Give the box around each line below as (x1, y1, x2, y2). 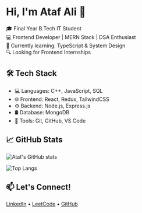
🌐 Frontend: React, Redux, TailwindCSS (14, 96, 109, 103)
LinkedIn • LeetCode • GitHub (6, 201, 79, 208)
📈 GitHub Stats (6, 135, 63, 145)
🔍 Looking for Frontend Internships (6, 48, 91, 55)
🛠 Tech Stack (6, 68, 57, 78)
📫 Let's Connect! (6, 182, 71, 192)
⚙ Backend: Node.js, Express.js (14, 102, 91, 109)
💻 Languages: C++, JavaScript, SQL (14, 87, 103, 94)
